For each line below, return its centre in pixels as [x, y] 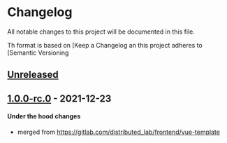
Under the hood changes [44, 116]
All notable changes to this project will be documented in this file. [101, 32]
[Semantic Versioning [38, 53]
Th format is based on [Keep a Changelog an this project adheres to [105, 45]
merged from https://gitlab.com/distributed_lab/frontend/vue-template [118, 132]
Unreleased [33, 75]
